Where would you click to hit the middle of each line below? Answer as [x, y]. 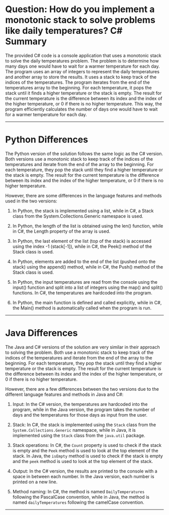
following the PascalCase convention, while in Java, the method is [81, 497]
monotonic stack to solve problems [80, 20]
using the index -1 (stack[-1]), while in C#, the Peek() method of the [82, 246]
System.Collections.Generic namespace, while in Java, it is [74, 430]
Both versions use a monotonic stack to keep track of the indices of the [79, 159]
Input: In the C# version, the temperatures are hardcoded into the [80, 404]
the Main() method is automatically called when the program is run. [82, 308]
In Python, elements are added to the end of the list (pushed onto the [84, 262]
